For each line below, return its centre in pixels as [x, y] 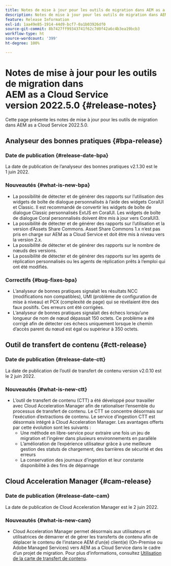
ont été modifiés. [30, 267]
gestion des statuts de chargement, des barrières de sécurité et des [91, 449]
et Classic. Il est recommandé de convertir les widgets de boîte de [82, 207]
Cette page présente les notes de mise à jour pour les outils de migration [81, 119]
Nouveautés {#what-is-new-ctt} [46, 389]
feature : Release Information [37, 19]
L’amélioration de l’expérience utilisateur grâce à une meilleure [86, 444]
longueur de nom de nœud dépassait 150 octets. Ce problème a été [83, 318]
